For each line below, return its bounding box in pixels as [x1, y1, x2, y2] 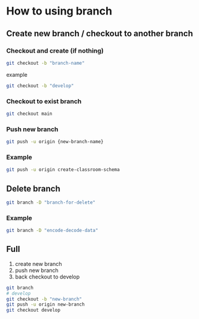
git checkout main [6, 111, 52, 117]
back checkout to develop [14, 273, 80, 280]
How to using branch [6, 4, 113, 18]
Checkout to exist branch [6, 97, 82, 105]
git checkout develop [6, 307, 61, 314]
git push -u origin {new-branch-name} [6, 139, 104, 145]
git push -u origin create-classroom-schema [6, 167, 120, 173]
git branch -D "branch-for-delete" [6, 199, 96, 205]
